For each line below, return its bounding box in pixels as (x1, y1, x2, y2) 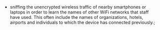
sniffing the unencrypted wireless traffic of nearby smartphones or (9, 4, 146, 10)
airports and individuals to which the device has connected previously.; (9, 19, 156, 25)
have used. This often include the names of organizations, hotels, (9, 15, 144, 20)
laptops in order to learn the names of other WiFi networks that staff (9, 9, 149, 15)
